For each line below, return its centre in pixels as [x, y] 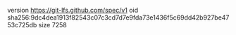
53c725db [22, 25]
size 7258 [52, 25]
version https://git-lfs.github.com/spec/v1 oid [73, 10]
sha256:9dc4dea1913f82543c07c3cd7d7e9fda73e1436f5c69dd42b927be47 [118, 17]
